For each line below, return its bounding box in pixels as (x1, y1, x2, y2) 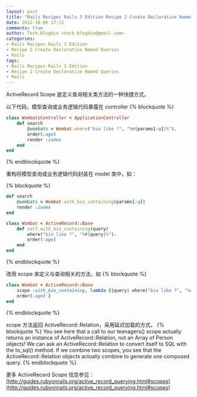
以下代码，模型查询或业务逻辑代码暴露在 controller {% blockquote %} (6, 103, 174, 110)
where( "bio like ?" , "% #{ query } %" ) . (27, 231, 117, 237)
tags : (6, 57, 19, 63)
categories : (6, 36, 35, 42)
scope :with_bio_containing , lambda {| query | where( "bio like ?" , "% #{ (16, 287, 195, 293)
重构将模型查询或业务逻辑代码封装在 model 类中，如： (6, 171, 137, 178)
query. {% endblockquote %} (6, 359, 77, 366)
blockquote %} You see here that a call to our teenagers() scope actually (6, 328, 182, 335)
